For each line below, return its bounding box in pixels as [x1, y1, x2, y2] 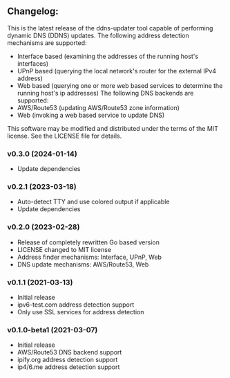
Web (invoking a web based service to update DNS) [17, 111, 165, 119]
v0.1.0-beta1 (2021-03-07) [7, 325, 98, 334]
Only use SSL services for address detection [17, 308, 144, 316]
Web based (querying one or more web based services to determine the [17, 81, 223, 89]
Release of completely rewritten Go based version [17, 238, 160, 246]
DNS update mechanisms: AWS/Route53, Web [17, 260, 149, 269]
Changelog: [7, 6, 59, 17]
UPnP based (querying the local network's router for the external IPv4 [17, 66, 216, 75]
